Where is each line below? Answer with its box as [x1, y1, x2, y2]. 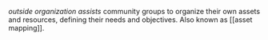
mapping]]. [8, 24, 45, 32]
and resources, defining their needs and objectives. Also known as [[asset [8, 15, 253, 24]
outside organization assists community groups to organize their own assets [8, 7, 261, 16]
